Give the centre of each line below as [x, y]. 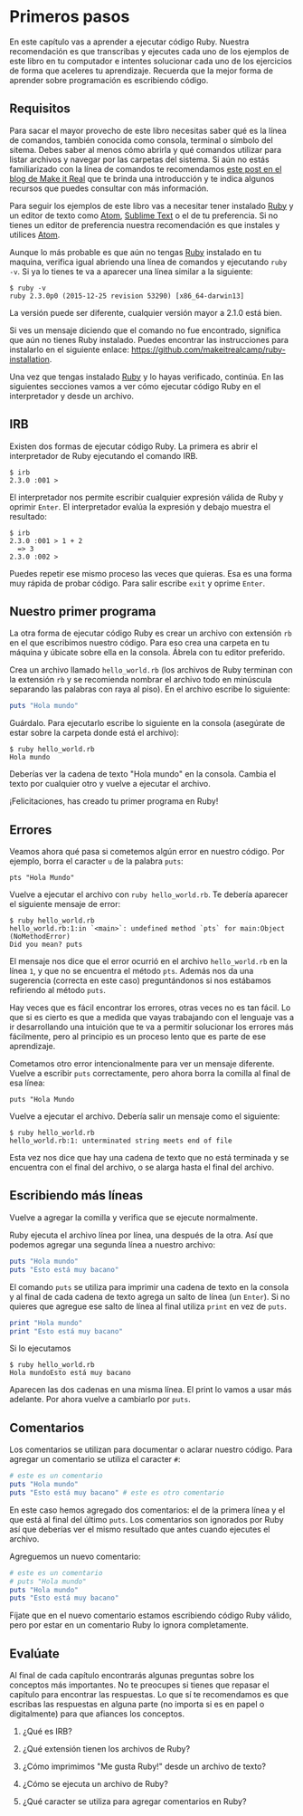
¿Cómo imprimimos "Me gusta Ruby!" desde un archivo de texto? [144, 1766]
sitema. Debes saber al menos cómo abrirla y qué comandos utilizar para [146, 149]
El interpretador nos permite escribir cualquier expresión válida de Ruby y [147, 497]
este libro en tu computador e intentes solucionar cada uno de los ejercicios [151, 61]
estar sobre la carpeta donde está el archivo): [94, 733]
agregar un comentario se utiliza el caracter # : [95, 1459]
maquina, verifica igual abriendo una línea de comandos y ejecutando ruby [148, 262]
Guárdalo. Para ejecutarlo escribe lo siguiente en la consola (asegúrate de [147, 723]
